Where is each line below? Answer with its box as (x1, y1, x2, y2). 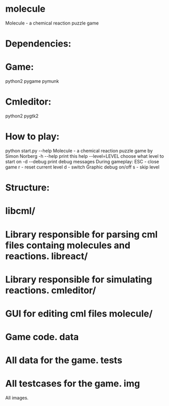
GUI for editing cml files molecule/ (5, 307, 153, 319)
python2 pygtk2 (5, 113, 39, 119)
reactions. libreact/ (5, 250, 88, 262)
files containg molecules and (5, 240, 131, 251)
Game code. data (5, 331, 79, 343)
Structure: (5, 182, 50, 194)
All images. (5, 395, 29, 401)
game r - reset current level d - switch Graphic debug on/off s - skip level (5, 164, 160, 170)
